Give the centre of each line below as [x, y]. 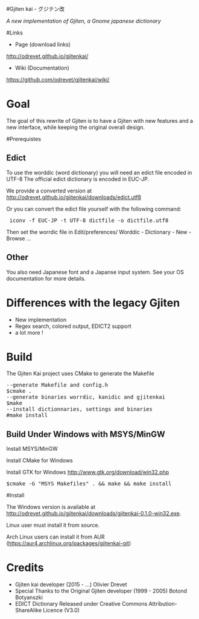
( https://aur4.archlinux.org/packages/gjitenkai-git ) [69, 543]
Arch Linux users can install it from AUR [55, 537]
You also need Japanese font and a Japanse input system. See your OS [95, 272]
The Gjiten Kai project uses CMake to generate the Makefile [81, 373]
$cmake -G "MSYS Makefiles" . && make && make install [89, 484]
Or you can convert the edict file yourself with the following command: [94, 209]
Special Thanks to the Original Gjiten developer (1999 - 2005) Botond [101, 591]
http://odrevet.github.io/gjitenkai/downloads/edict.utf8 [74, 197]
